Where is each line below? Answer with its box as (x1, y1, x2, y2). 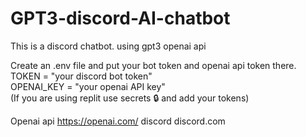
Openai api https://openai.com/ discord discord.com (10, 115, 226, 127)
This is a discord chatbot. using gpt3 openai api (10, 40, 207, 52)
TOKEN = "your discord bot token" (10, 70, 153, 82)
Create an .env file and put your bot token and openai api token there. (10, 59, 297, 71)
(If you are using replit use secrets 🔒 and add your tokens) (10, 92, 250, 104)
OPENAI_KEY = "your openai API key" (10, 80, 166, 92)
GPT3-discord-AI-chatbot (10, 7, 231, 30)
